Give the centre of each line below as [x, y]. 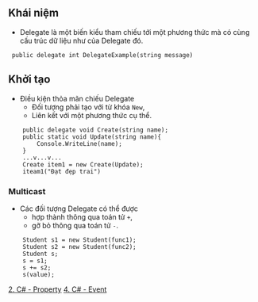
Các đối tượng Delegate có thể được [79, 208]
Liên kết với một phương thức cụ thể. [92, 115]
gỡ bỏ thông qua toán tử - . [75, 225]
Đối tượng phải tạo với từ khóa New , [88, 107]
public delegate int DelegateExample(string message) [102, 55]
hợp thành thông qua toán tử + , [82, 216]
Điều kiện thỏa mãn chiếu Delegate [77, 98]
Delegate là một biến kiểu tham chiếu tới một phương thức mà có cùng [135, 32]
